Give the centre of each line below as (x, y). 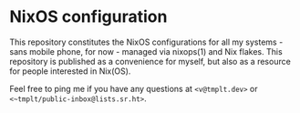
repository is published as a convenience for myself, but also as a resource (150, 61)
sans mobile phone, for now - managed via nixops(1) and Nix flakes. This (146, 51)
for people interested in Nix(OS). (70, 71)
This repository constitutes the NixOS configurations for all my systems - (146, 42)
